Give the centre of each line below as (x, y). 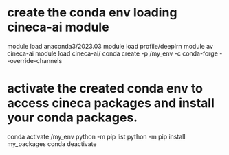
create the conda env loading (92, 13)
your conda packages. (73, 118)
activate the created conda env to (105, 89)
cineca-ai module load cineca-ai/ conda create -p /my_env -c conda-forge (113, 53)
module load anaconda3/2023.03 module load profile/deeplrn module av (110, 46)
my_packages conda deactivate (52, 144)
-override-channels (35, 60)
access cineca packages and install (111, 103)
